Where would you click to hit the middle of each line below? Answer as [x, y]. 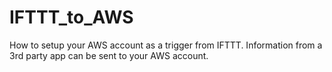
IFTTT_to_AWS [71, 17]
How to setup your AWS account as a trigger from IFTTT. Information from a [166, 45]
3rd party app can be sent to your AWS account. [109, 55]
